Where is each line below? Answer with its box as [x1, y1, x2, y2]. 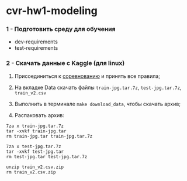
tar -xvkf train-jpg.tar [6, 128, 67, 134]
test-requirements [14, 45, 58, 52]
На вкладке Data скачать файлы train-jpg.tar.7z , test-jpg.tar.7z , [14, 84, 182, 91]
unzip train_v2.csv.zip [6, 164, 64, 170]
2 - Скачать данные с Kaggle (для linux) [6, 59, 125, 67]
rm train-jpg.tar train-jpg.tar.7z [6, 133, 93, 139]
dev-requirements [14, 38, 58, 45]
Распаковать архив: [14, 111, 64, 118]
